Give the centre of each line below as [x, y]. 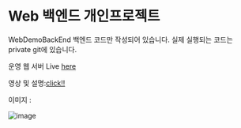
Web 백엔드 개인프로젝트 [84, 16]
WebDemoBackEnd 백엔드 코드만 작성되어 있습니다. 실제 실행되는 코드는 [120, 40]
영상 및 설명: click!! [37, 83]
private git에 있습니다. [43, 49]
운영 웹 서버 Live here [42, 66]
